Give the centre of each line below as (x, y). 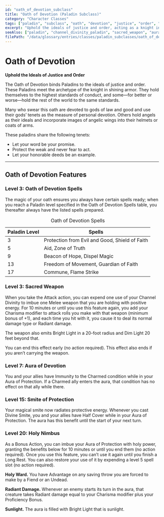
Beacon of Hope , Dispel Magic (79, 256)
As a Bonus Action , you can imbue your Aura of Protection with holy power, (81, 444)
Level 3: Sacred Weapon (35, 287)
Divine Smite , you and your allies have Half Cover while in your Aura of (76, 415)
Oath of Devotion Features (46, 175)
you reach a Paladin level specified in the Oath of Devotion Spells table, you (81, 205)
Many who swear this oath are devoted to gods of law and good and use (78, 109)
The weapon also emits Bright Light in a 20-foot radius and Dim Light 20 (78, 333)
